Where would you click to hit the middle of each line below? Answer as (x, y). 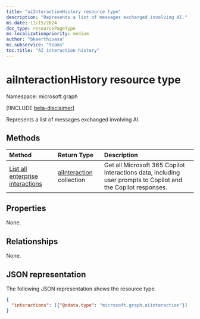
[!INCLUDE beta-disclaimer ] (40, 108)
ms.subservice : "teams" (36, 45)
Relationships (32, 241)
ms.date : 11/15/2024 (32, 23)
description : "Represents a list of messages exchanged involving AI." (97, 17)
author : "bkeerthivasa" (36, 39)
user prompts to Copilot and (143, 180)
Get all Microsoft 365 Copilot (145, 165)
